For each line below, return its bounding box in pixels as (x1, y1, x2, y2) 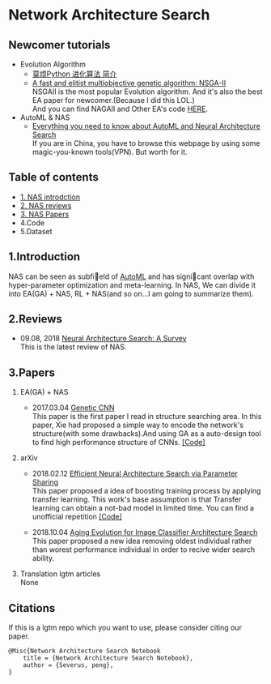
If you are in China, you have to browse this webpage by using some (32, 139, 260, 147)
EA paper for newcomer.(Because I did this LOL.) (32, 96, 196, 105)
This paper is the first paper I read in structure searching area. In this (32, 412, 262, 421)
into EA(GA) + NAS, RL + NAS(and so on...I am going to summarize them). (8, 289, 254, 298)
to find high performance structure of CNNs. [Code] (32, 438, 205, 447)
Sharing (32, 477, 59, 487)
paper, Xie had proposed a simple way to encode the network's (32, 420, 244, 430)
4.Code (19, 217, 45, 228)
